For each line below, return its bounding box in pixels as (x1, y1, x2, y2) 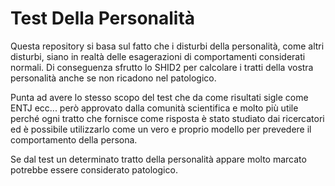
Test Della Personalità (10, 7, 196, 30)
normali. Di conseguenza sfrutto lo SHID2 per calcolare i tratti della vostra (10, 61, 314, 73)
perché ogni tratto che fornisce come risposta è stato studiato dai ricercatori (10, 112, 325, 124)
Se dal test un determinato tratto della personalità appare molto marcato (10, 153, 307, 165)
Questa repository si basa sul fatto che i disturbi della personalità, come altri (10, 40, 325, 52)
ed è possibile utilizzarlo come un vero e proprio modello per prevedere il (10, 123, 312, 135)
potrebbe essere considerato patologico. (10, 163, 178, 176)
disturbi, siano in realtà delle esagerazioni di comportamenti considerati (10, 50, 306, 62)
